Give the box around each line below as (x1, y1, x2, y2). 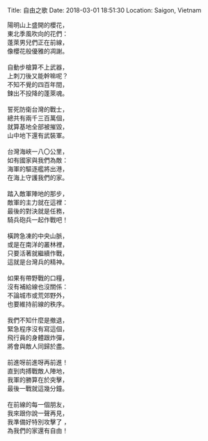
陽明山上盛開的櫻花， (7, 21, 68, 29)
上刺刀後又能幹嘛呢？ (7, 72, 68, 80)
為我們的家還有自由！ (7, 426, 68, 435)
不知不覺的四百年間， (7, 81, 68, 88)
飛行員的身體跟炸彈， (7, 333, 68, 342)
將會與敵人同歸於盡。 (7, 342, 68, 350)
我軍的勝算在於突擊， (7, 376, 68, 384)
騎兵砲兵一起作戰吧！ (7, 216, 68, 224)
